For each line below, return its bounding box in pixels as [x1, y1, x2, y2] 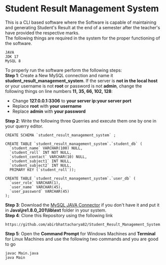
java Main [5, 255, 26, 260]
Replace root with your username [12, 103, 82, 109]
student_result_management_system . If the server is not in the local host [5, 78, 158, 84]
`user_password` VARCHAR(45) [9, 189, 70, 194]
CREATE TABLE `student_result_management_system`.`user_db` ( [5, 176, 136, 181]
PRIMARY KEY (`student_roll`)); [9, 167, 77, 172]
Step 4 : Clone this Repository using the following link [5, 212, 113, 218]
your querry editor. [5, 123, 43, 129]
